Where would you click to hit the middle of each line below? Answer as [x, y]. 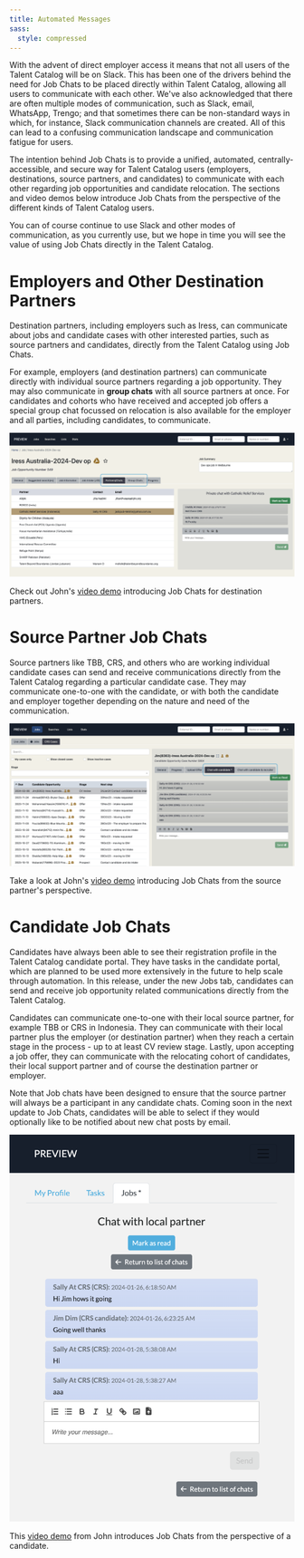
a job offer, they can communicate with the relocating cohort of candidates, [150, 1056]
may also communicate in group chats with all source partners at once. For [149, 392]
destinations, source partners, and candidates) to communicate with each [147, 179]
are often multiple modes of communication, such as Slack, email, [132, 103]
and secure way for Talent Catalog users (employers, [152, 169]
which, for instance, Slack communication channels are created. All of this [147, 123]
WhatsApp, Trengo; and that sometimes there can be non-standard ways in [150, 113]
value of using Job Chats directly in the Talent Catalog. [112, 245]
